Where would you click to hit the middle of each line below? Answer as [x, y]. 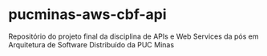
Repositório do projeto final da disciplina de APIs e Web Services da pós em [133, 36]
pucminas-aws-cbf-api [87, 15]
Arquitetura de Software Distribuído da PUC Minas [91, 44]
